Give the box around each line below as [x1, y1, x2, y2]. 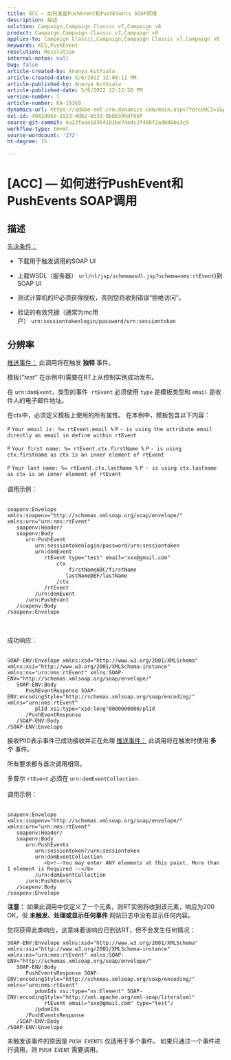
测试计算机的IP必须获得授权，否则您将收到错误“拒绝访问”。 [16, 293, 185, 302]
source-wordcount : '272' [7, 132, 78, 138]
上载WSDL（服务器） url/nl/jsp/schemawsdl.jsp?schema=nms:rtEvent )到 [16, 271, 223, 280]
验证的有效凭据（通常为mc [16, 308, 93, 317]
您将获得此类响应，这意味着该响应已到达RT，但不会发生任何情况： [7, 926, 196, 934]
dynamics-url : [7, 106, 48, 113]
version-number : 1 [7, 94, 60, 101]
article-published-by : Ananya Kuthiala [7, 81, 122, 87]
